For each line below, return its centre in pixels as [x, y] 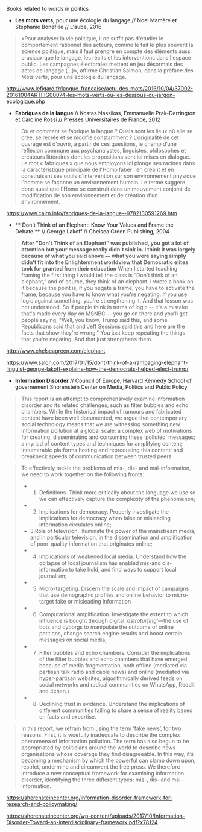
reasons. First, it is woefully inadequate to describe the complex [100, 735]
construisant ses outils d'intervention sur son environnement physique [108, 176]
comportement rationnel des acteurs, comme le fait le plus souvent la [107, 45]
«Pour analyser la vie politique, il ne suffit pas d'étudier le [92, 38]
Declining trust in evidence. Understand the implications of [112, 704]
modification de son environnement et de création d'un [89, 195]
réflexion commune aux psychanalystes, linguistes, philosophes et [103, 150]
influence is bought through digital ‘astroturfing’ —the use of [114, 621]
